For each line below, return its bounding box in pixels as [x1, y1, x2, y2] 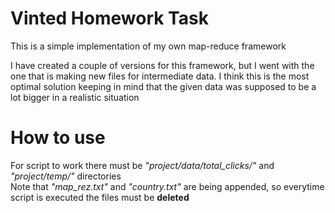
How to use [10, 127, 106, 149]
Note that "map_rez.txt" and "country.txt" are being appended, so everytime [10, 180, 325, 192]
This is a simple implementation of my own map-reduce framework [10, 40, 287, 52]
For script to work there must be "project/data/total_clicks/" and [10, 159, 275, 171]
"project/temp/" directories [10, 170, 122, 182]
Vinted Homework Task [10, 7, 209, 30]
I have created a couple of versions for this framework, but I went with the [10, 59, 315, 71]
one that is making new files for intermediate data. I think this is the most [10, 70, 310, 82]
